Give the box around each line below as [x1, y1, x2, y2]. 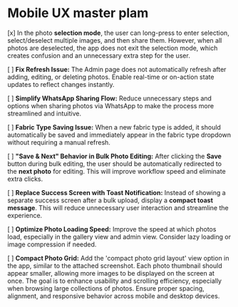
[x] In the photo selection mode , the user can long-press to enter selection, [7, 28, 229, 37]
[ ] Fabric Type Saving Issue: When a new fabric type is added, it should [7, 123, 221, 131]
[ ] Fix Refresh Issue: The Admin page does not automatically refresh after [7, 65, 227, 73]
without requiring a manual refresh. [7, 137, 110, 147]
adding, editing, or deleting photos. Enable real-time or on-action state [7, 73, 214, 81]
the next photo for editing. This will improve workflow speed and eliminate [7, 167, 226, 175]
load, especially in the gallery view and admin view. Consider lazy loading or [7, 232, 232, 241]
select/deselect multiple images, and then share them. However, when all [7, 36, 222, 44]
